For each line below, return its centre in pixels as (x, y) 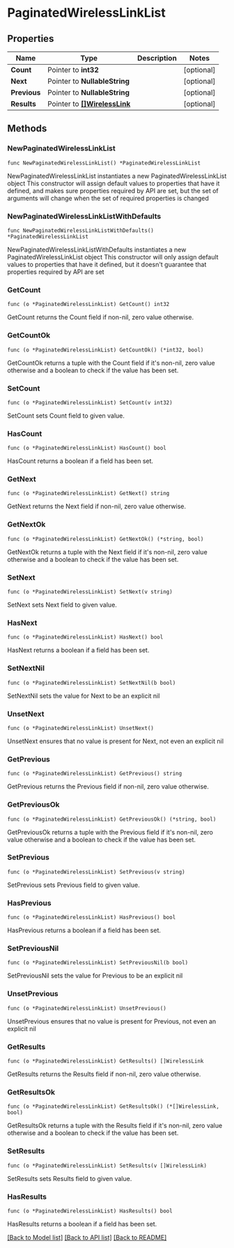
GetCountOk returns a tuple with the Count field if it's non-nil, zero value (111, 363)
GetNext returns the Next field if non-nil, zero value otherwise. (97, 506)
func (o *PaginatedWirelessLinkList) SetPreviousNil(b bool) (98, 963)
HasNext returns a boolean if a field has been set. (78, 650)
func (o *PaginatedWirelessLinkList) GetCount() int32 (88, 305)
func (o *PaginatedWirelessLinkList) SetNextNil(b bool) (92, 683)
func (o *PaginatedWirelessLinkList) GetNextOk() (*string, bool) (106, 539)
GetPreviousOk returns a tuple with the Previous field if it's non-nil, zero (110, 832)
